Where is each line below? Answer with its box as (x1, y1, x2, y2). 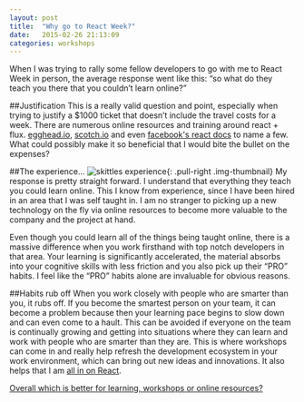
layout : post (9, 13, 59, 23)
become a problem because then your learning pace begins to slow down (9, 308, 285, 319)
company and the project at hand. (9, 214, 136, 225)
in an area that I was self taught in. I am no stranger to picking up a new (9, 195, 277, 206)
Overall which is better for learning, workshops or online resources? (9, 383, 263, 394)
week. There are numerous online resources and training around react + (9, 120, 279, 131)
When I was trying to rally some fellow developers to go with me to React (9, 64, 283, 74)
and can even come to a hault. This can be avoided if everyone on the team (9, 317, 292, 328)
